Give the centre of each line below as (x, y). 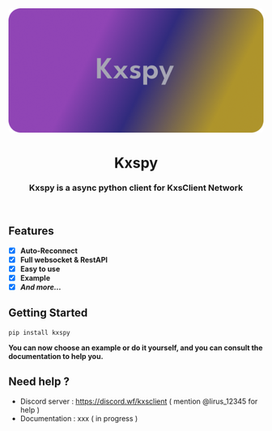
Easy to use (40, 268)
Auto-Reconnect (49, 251)
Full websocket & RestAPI (64, 260)
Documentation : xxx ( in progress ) (79, 418)
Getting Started (48, 313)
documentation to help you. (56, 356)
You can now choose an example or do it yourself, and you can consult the (136, 348)
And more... (41, 287)
